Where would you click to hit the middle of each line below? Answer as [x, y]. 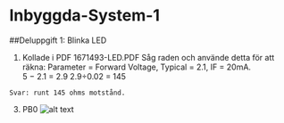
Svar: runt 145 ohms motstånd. [67, 93]
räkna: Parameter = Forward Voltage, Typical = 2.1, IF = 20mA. [137, 67]
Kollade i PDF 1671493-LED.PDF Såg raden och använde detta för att [148, 57]
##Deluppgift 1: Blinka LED [58, 40]
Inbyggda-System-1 [85, 16]
